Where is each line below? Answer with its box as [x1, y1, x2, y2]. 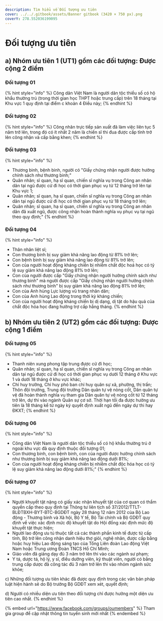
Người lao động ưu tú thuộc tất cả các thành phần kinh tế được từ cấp [12, 530, 152, 536]
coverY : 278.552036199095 [5, 16, 57, 21]
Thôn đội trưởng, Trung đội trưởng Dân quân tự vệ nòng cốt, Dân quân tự [12, 387, 158, 393]
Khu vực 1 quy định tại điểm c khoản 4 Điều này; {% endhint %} [5, 101, 133, 107]
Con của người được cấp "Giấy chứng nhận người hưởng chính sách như [12, 272, 157, 279]
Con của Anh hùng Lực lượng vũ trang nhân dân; [12, 288, 110, 294]
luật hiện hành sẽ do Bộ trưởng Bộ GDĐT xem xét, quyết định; [5, 581, 129, 587]
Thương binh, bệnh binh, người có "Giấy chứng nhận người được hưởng [12, 167, 155, 173]
